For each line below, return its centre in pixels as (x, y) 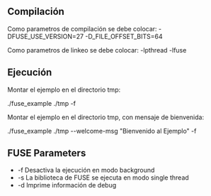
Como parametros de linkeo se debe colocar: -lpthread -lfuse (97, 50)
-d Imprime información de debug (67, 185)
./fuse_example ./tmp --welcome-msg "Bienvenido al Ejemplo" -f (102, 131)
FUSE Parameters (47, 153)
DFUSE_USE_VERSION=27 (45, 36)
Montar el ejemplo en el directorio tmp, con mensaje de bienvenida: (105, 117)
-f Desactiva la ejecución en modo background (86, 170)
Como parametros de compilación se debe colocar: (82, 28)
